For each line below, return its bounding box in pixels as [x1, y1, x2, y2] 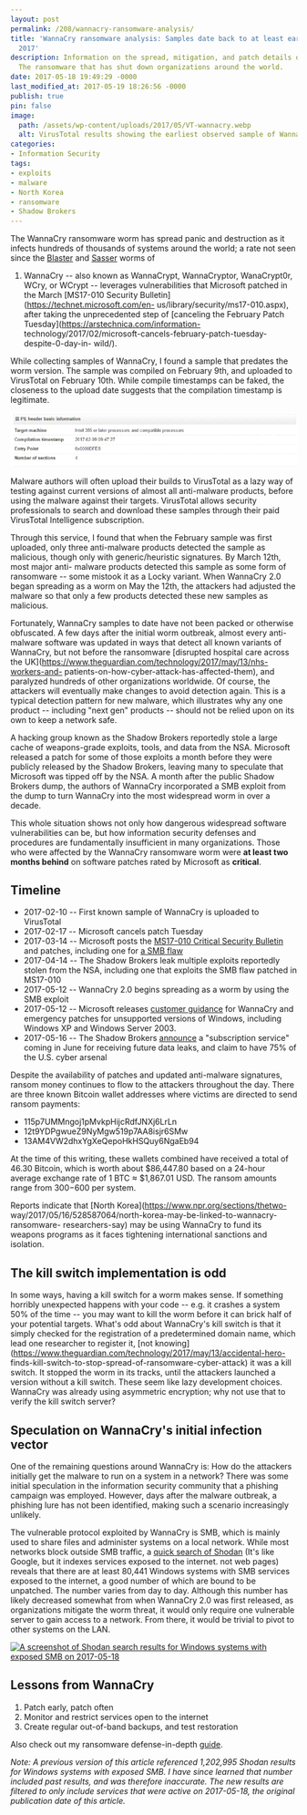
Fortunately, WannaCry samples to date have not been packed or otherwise [10, 617, 294, 628]
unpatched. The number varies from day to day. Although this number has [10, 1585, 289, 1596]
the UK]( [10, 656, 42, 667]
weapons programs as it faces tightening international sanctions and [10, 1229, 268, 1240]
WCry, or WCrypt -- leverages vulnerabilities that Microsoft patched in [23, 280, 288, 291]
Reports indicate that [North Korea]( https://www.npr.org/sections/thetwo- [10, 1200, 288, 1212]
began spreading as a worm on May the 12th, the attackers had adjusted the [10, 580, 296, 592]
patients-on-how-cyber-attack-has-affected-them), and [64, 665, 275, 676]
